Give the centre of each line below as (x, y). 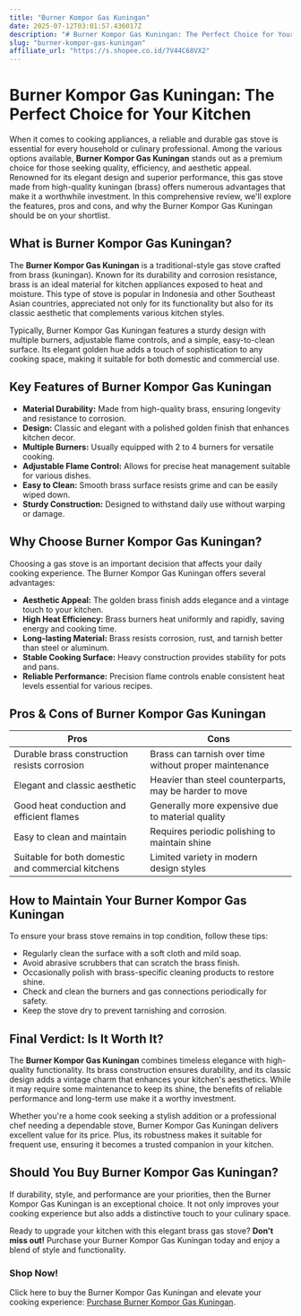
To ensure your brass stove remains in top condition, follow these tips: (139, 936)
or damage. (43, 513)
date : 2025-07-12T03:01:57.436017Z (76, 26)
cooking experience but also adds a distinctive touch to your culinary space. (150, 1213)
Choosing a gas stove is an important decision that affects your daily (136, 563)
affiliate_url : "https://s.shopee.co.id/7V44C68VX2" (110, 51)
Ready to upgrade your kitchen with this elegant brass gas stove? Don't (142, 1231)
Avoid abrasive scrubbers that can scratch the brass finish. (131, 963)
